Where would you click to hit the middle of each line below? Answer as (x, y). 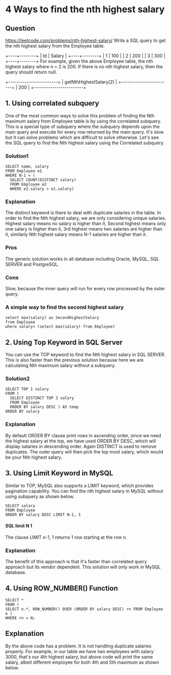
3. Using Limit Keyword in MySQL (59, 473)
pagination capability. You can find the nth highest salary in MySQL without (84, 491)
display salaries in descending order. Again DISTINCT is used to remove (81, 446)
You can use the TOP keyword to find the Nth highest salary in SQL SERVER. (86, 355)
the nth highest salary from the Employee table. (55, 46)
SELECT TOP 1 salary (27, 389)
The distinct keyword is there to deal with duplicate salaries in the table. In (83, 213)
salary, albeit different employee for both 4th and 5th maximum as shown (82, 662)
